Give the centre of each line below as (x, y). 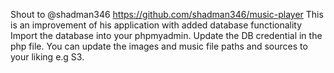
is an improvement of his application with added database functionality (156, 25)
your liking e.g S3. (47, 57)
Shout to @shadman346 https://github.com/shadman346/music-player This (167, 14)
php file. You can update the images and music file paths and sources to (159, 46)
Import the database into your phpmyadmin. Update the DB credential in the (166, 35)
